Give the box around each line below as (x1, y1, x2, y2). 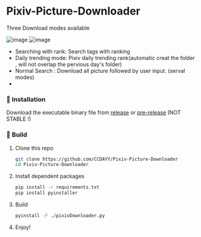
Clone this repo (15, 144, 53, 152)
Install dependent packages (15, 173, 85, 180)
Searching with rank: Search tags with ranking (15, 47, 130, 55)
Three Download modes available (6, 24, 90, 32)
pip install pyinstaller (15, 190, 78, 196)
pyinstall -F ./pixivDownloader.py (15, 213, 105, 219)
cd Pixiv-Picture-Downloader (15, 162, 89, 168)
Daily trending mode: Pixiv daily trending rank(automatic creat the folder (15, 54, 196, 61)
